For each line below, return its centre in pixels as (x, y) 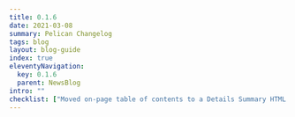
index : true (31, 58)
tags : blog (29, 42)
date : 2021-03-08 (41, 26)
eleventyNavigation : (47, 67)
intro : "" (27, 91)
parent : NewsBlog (49, 83)
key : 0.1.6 (37, 75)
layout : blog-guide (45, 50)
